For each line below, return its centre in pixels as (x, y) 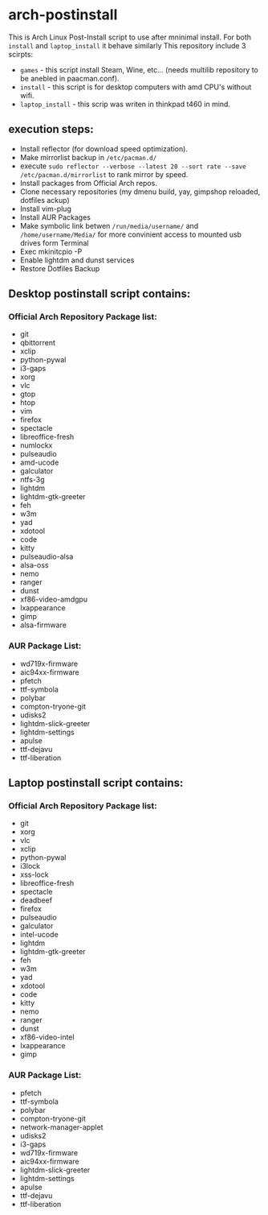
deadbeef (36, 900)
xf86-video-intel (47, 1037)
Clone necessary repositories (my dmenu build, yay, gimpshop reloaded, (140, 192)
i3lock (30, 866)
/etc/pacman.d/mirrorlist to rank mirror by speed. (104, 174)
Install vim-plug (46, 209)
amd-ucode (39, 463)
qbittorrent (38, 343)
